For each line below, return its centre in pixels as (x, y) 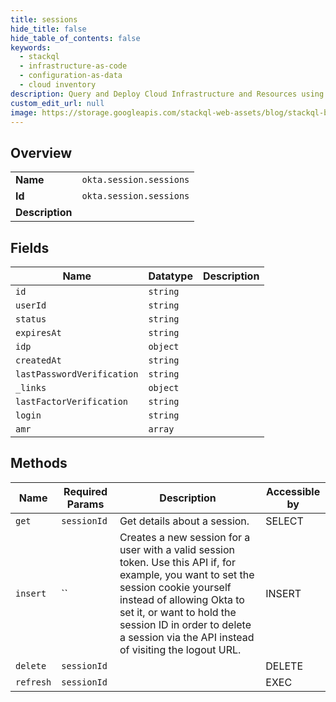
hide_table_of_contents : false (75, 38)
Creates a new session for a (185, 537)
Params (85, 504)
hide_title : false (48, 29)
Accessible (293, 491)
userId (31, 305)
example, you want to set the (187, 574)
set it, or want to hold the (178, 612)
